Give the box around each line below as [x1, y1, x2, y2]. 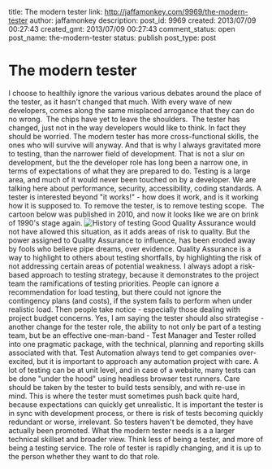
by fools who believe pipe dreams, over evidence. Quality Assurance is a [8, 243, 252, 253]
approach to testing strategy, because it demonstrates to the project [31, 270, 260, 279]
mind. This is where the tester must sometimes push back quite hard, [8, 391, 240, 401]
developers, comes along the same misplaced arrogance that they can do [8, 105, 255, 115]
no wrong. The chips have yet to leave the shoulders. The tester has [8, 114, 240, 124]
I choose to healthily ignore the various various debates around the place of [8, 88, 262, 98]
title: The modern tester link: [8, 7, 103, 16]
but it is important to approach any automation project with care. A [36, 356, 259, 366]
